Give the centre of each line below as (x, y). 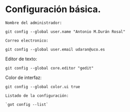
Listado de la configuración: (37, 96)
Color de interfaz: (24, 78)
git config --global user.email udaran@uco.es (55, 49)
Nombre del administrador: (34, 23)
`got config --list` (27, 104)
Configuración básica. (53, 9)
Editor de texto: (21, 59)
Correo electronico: (27, 41)
